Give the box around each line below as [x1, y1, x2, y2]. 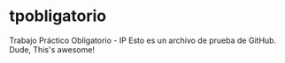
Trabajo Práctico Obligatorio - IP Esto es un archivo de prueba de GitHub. [9, 35, 277, 45]
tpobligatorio [9, 6, 107, 26]
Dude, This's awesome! [9, 44, 96, 54]
